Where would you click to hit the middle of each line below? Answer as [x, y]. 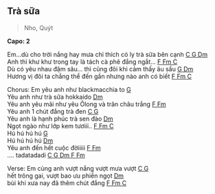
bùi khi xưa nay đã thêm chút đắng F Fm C [67, 183]
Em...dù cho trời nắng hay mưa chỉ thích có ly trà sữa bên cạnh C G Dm [107, 54]
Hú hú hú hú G [27, 133]
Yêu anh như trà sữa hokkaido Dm [55, 97]
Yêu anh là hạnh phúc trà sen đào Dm [60, 119]
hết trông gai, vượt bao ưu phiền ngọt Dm [66, 175]
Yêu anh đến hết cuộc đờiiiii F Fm [54, 147]
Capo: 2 [19, 41]
